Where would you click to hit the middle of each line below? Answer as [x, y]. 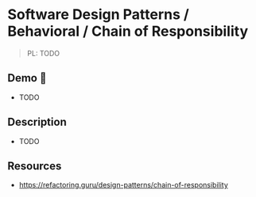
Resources [35, 166]
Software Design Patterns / [99, 15]
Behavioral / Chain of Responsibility [128, 31]
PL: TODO [43, 53]
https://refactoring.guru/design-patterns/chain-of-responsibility [123, 185]
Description [37, 122]
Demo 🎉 [27, 78]
